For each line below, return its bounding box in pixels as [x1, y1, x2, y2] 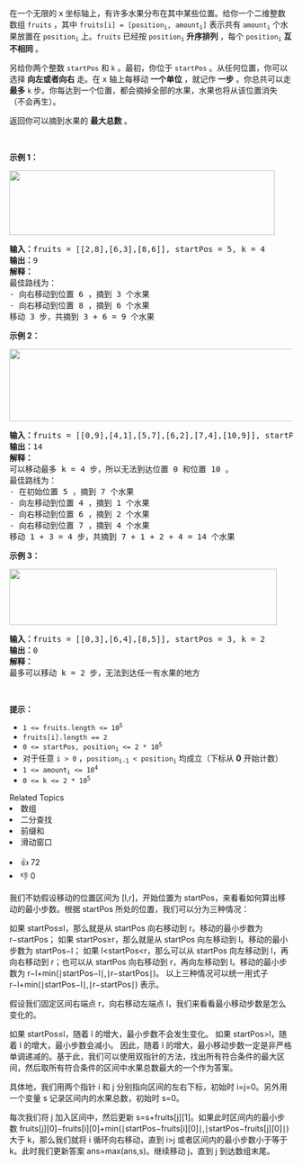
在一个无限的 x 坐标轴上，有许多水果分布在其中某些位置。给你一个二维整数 [9, 8, 286, 18]
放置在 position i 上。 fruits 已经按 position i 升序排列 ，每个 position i [16, 31, 282, 43]
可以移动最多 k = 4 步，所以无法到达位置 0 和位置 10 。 [9, 464, 234, 474]
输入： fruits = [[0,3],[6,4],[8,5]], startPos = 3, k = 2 [9, 634, 266, 644]
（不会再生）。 [9, 95, 61, 106]
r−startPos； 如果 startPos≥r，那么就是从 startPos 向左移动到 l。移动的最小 [9, 934, 289, 944]
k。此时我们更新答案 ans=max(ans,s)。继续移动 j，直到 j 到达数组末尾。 [9, 1145, 275, 1156]
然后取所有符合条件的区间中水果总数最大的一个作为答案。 [24, 1061, 238, 1073]
